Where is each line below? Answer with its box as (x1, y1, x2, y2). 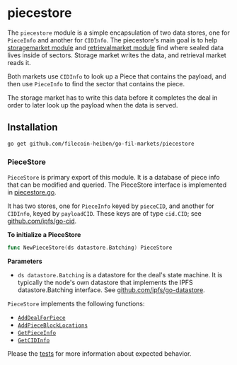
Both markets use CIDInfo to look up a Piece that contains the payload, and (7, 72, 226, 81)
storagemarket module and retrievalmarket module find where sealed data (7, 43, 224, 52)
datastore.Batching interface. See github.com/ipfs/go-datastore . (17, 285, 205, 294)
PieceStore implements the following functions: (7, 299, 145, 308)
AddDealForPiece (17, 314, 66, 321)
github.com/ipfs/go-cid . (7, 216, 77, 225)
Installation (7, 122, 58, 134)
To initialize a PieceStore (7, 230, 81, 238)
